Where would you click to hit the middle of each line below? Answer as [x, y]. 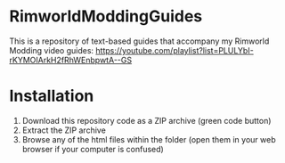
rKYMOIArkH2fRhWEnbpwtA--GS [70, 60]
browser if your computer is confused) [93, 149]
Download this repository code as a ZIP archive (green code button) [147, 120]
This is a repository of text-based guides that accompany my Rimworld [139, 41]
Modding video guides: [52, 50]
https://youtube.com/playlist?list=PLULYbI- [175, 50]
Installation [52, 96]
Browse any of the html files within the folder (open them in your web [149, 139]
